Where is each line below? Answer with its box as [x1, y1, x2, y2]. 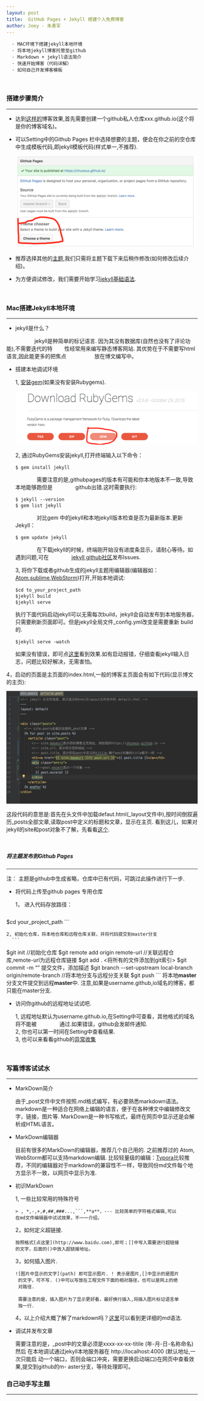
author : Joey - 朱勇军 [6, 23, 61, 29]
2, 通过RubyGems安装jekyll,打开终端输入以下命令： [15, 451, 144, 459]
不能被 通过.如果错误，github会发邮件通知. [20, 1020, 148, 1028]
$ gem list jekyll [15, 503, 62, 509]
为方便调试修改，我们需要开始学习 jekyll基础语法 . [15, 275, 137, 283]
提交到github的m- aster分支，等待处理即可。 [22, 1363, 134, 1371]
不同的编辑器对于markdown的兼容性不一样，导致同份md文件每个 [25, 1162, 188, 1169]
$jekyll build [15, 593, 51, 599]
